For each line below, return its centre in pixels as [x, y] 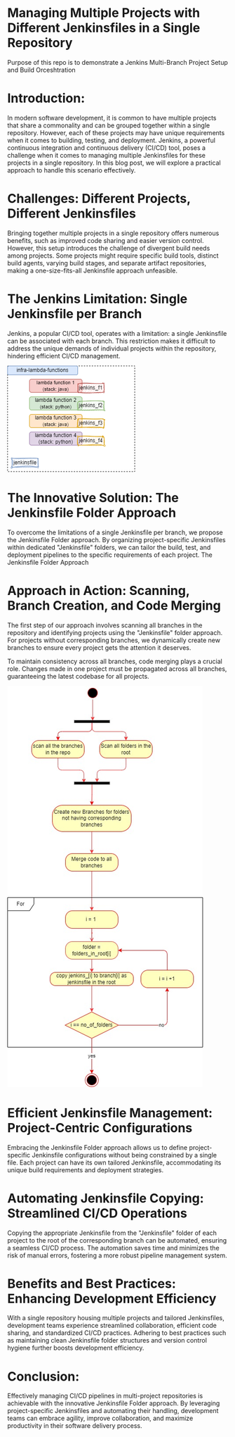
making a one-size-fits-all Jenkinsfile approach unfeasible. [92, 270]
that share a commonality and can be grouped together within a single [109, 125]
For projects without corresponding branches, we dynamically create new [114, 640]
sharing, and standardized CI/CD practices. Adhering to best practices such [117, 1333]
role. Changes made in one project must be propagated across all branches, [117, 669]
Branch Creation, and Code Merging [114, 605]
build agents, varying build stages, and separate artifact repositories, [107, 263]
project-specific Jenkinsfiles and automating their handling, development [113, 1411]
